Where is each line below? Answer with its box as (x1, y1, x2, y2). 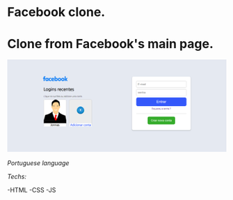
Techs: (7, 172, 26, 181)
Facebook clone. (7, 4, 106, 20)
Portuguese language (7, 159, 70, 167)
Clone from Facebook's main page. (7, 36, 214, 52)
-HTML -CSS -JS (7, 186, 56, 194)
